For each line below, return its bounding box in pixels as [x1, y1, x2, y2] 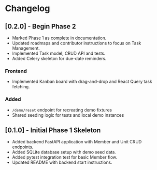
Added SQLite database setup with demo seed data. [12, 149, 116, 155]
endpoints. [12, 144, 34, 150]
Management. [12, 46, 40, 51]
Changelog [5, 3, 50, 14]
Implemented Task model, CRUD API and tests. [12, 50, 105, 56]
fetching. [12, 84, 30, 90]
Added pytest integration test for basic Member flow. [12, 155, 117, 160]
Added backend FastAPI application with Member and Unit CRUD [12, 139, 142, 145]
